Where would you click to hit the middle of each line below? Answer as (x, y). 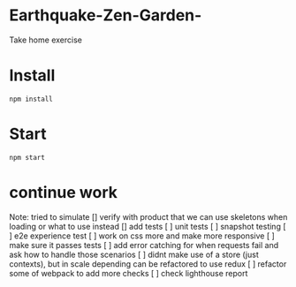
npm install (31, 99)
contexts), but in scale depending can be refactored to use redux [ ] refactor (148, 264)
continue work (63, 193)
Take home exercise (46, 40)
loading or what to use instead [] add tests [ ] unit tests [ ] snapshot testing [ (148, 226)
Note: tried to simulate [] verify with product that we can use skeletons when (148, 216)
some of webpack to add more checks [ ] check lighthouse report (129, 273)
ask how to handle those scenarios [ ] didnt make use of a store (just (134, 254)
